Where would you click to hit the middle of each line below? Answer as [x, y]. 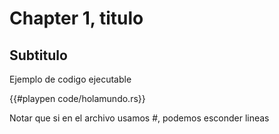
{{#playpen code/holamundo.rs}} [77, 98]
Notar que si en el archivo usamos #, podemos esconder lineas [139, 118]
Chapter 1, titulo [76, 18]
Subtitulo [38, 55]
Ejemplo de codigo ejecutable [70, 79]
